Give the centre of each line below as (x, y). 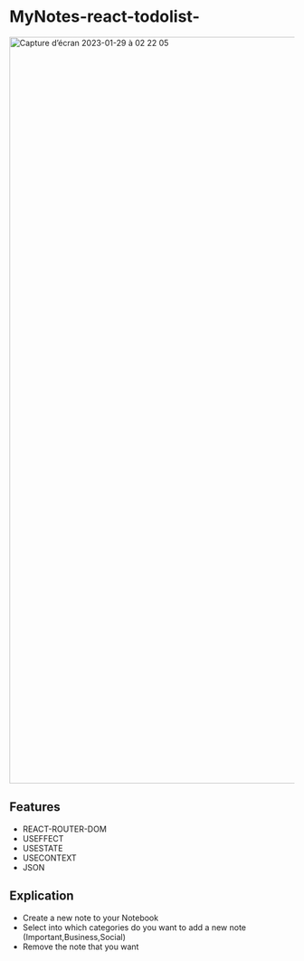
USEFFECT (43, 838)
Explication (42, 896)
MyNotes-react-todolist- (105, 17)
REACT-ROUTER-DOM (64, 829)
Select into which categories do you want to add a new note (134, 927)
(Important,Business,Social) (74, 937)
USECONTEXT (49, 858)
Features (35, 807)
